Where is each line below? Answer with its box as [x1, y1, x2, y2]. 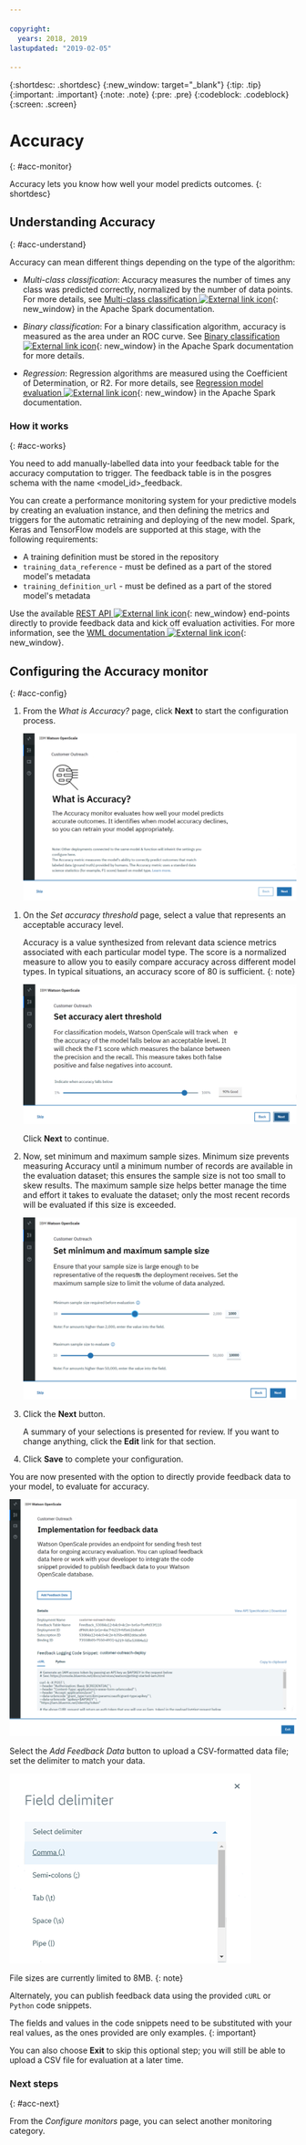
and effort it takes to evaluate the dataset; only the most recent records [22, 1190, 291, 1201]
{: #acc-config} [9, 687, 67, 698]
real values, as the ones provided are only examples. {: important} [9, 2027, 257, 2038]
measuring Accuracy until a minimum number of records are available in [22, 1161, 293, 1171]
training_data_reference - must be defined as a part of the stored [22, 561, 272, 572]
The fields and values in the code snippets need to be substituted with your [9, 2017, 292, 2029]
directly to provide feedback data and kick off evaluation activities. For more [9, 618, 296, 629]
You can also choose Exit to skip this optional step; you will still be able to [9, 2045, 286, 2056]
